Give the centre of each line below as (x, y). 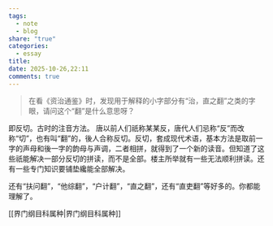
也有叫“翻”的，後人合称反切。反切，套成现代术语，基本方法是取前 (146, 138)
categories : (28, 46)
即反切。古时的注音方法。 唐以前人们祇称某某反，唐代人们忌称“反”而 (123, 128)
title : (19, 62)
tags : (17, 16)
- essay (29, 54)
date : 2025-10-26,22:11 (49, 69)
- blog (27, 31)
